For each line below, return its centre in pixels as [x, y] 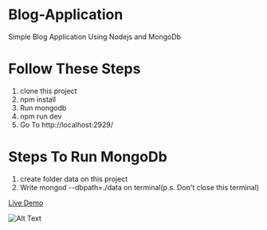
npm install [38, 99]
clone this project [48, 91]
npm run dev [41, 116]
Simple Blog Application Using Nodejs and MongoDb [95, 37]
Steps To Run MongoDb [88, 157]
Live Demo [26, 203]
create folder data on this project [74, 179]
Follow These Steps [75, 69]
